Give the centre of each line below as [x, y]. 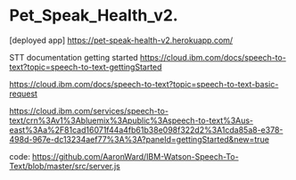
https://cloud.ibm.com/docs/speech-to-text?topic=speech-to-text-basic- [144, 84]
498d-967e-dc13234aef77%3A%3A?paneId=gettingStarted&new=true [140, 139]
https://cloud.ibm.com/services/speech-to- [89, 110]
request [24, 94]
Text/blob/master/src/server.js [65, 166]
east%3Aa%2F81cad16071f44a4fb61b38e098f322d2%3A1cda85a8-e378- [146, 129]
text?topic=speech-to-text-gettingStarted [86, 67]
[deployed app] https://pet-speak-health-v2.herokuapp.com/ [121, 40]
